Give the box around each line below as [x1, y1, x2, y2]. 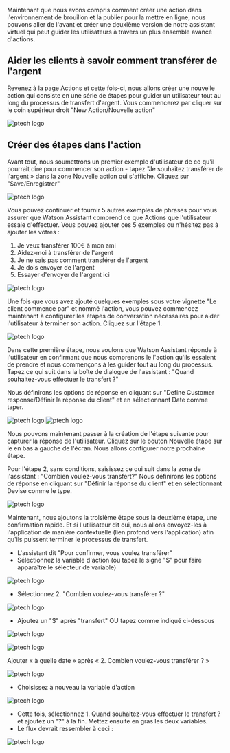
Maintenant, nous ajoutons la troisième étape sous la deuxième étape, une [7, 513, 218, 521]
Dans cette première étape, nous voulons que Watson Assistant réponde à [7, 345, 218, 353]
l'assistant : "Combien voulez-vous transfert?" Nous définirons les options [7, 472, 217, 480]
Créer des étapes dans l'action [7, 139, 141, 151]
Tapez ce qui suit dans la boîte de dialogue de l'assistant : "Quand [7, 367, 194, 375]
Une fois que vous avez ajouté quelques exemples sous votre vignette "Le [7, 297, 217, 305]
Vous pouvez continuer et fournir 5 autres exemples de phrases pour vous [7, 206, 218, 214]
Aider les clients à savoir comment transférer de [7, 55, 218, 67]
